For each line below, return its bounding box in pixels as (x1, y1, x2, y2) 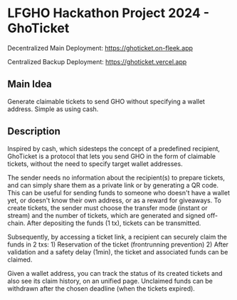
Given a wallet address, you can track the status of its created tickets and (7, 269, 223, 277)
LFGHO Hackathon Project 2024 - (7, 5, 210, 21)
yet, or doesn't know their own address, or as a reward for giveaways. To (7, 196, 222, 205)
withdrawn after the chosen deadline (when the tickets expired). (7, 284, 196, 293)
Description (7, 125, 60, 138)
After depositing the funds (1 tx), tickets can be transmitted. (26, 219, 201, 227)
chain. (7, 219, 26, 227)
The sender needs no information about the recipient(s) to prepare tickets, (7, 173, 226, 182)
